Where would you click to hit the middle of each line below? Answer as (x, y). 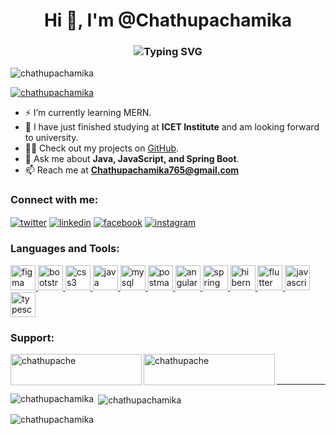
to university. (51, 138)
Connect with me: (54, 200)
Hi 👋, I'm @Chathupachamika (168, 20)
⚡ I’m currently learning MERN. (88, 113)
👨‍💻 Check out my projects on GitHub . (102, 148)
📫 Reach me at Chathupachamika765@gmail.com (132, 170)
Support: (32, 337)
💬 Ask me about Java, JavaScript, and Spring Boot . (132, 159)
